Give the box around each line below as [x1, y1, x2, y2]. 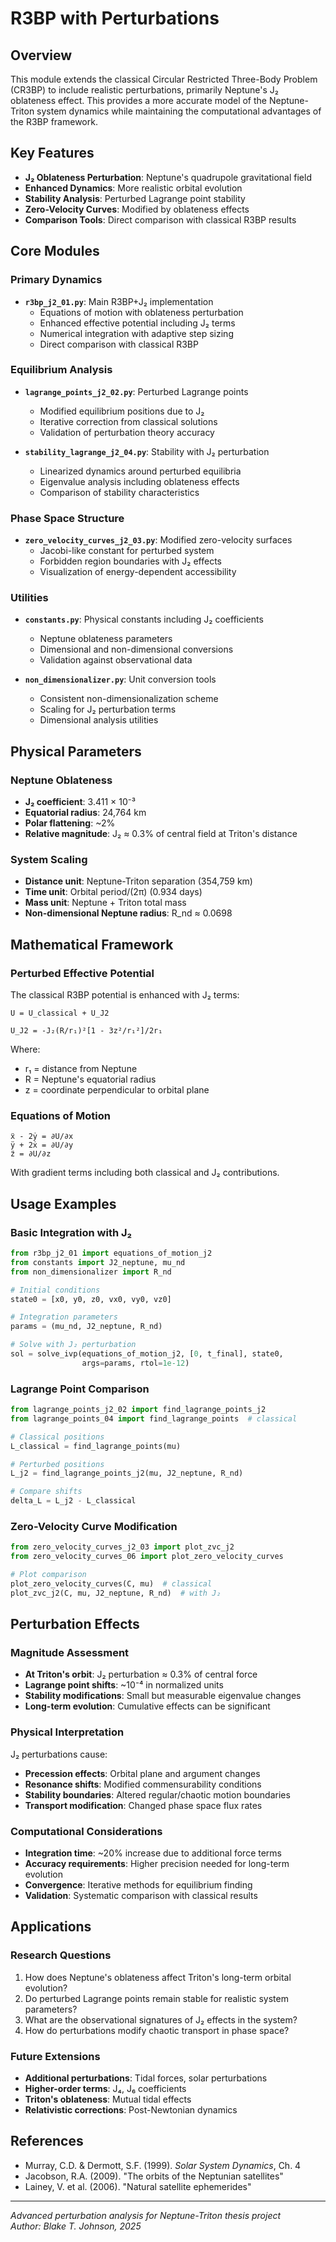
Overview [10, 47, 73, 64]
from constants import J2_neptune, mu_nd [10, 1257, 186, 1267]
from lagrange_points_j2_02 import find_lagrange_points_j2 [10, 1405, 267, 1415]
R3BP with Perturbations [10, 7, 220, 30]
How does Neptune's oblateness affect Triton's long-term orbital [24, 1971, 292, 1983]
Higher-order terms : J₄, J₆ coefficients [24, 2083, 187, 2095]
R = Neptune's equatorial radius [24, 1073, 157, 1086]
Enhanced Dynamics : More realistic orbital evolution [24, 182, 243, 194]
